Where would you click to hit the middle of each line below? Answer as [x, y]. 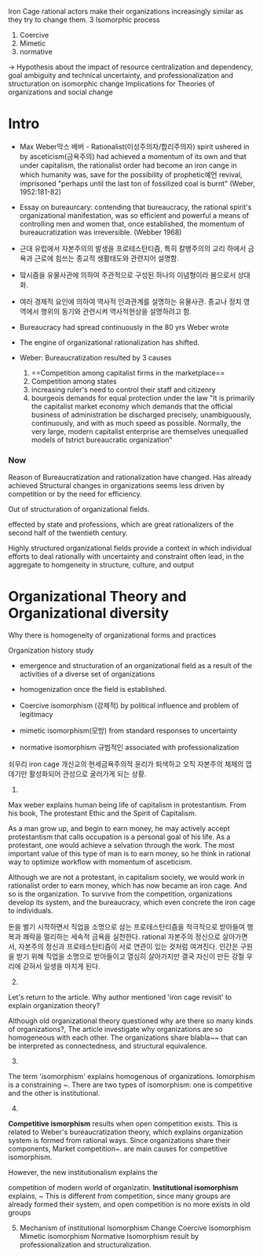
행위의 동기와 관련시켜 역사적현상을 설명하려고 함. [116, 311]
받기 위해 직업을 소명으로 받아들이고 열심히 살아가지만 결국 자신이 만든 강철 [130, 956]
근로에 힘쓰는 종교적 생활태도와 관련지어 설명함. [106, 258]
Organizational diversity [89, 614]
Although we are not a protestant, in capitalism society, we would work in [126, 878]
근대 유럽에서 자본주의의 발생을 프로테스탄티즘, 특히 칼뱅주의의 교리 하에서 [133, 248]
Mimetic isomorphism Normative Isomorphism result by [109, 1237]
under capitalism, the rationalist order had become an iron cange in [128, 165]
